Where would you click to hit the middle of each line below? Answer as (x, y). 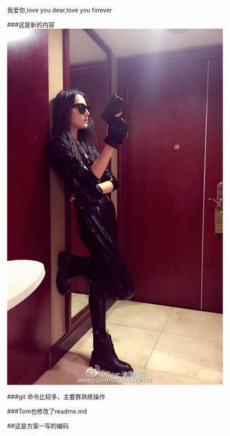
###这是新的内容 (31, 25)
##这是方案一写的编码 (38, 426)
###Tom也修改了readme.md (47, 411)
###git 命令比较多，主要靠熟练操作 (56, 396)
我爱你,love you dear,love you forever (60, 10)
